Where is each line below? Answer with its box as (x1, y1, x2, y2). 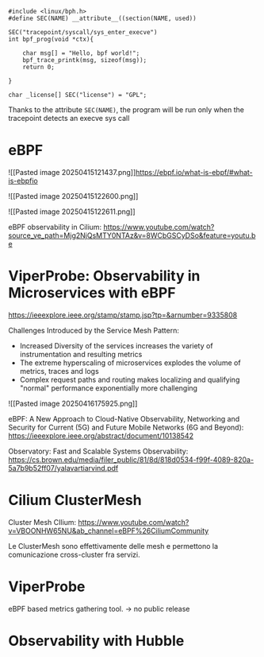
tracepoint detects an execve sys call (8, 114, 130, 122)
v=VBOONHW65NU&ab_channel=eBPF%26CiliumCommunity (8, 526, 209, 535)
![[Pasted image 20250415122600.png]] (8, 191, 139, 200)
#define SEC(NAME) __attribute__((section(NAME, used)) (8, 14, 197, 22)
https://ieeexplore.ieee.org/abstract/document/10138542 (8, 430, 194, 441)
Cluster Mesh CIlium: (8, 517, 77, 527)
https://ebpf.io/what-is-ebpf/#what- (136, 167, 254, 177)
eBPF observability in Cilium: (8, 222, 102, 231)
